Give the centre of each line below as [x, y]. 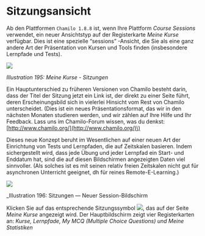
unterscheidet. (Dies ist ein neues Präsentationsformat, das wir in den [94, 109]
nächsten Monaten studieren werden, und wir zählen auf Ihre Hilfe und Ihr [99, 115]
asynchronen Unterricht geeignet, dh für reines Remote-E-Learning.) [93, 172]
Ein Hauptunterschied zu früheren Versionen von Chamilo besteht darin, [97, 89]
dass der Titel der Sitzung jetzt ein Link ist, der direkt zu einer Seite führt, [98, 95]
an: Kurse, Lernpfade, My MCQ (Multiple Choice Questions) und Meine [95, 221]
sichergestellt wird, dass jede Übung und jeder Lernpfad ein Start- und [95, 152]
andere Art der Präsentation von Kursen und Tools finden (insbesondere [97, 48]
